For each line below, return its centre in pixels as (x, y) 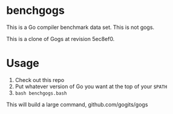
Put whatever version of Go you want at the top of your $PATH (91, 86)
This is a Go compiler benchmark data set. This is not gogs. (80, 27)
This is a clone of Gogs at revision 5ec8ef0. (60, 39)
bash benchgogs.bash (41, 93)
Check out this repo (40, 80)
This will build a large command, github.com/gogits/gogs (77, 104)
